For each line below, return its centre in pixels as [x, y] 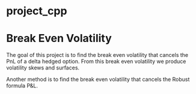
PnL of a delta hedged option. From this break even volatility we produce [96, 62]
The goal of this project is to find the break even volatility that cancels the [97, 55]
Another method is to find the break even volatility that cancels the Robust [98, 80]
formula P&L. [22, 86]
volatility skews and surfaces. [43, 68]
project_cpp [37, 11]
